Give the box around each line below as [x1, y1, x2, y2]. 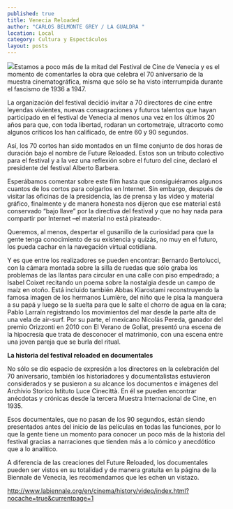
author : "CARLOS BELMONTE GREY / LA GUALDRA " [7, 23, 145, 30]
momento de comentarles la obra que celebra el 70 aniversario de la [7, 70, 204, 78]
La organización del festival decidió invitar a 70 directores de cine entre [7, 98, 213, 107]
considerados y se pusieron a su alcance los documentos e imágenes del [7, 379, 218, 388]
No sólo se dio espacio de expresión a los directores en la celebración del [7, 365, 220, 373]
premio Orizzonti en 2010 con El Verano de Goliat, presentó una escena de [7, 323, 222, 331]
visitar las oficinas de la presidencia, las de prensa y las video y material [7, 192, 215, 200]
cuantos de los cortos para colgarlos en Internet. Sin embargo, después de [7, 185, 223, 192]
